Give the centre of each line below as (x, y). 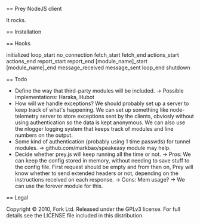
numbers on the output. (44, 135)
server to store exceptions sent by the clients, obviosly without (117, 116)
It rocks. (16, 20)
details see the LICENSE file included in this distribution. (75, 215)
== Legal (17, 197)
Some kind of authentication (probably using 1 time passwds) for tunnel (103, 142)
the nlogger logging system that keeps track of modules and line (94, 129)
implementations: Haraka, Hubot (54, 97)
